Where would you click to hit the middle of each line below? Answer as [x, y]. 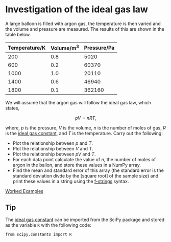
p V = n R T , [86, 118]
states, [12, 108]
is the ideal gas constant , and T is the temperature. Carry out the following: [84, 134]
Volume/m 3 [65, 48]
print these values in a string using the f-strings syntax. [71, 181]
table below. [18, 34]
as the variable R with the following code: [48, 225]
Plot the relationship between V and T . [53, 149]
